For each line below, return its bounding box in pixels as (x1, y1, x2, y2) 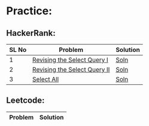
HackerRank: (6, 28, 56, 38)
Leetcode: (6, 96, 45, 106)
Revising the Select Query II (32, 66, 110, 73)
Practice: (6, 4, 53, 18)
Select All (32, 75, 59, 83)
